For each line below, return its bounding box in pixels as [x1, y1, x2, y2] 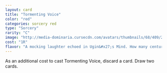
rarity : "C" [5, 30, 30, 35]
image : [5, 35, 19, 40]
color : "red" [5, 16, 32, 21]
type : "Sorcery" [5, 26, 39, 31]
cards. [5, 63, 18, 69]
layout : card [5, 7, 32, 12]
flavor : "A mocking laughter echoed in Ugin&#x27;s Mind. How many [5, 44, 148, 49]
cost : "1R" [5, 40, 28, 45]
